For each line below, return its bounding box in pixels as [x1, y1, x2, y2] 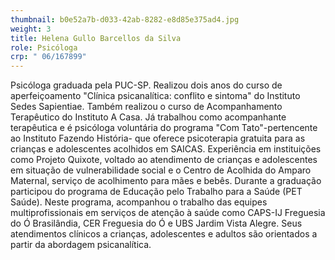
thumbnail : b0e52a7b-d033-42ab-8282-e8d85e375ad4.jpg [10, 14, 240, 25]
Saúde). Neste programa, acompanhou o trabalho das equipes [10, 196, 268, 208]
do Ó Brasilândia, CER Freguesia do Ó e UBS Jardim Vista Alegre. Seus [10, 217, 303, 230]
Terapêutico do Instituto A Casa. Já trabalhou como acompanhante [10, 111, 287, 123]
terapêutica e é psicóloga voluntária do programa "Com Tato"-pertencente [10, 122, 318, 134]
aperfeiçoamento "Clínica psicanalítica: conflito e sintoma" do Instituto [10, 90, 301, 102]
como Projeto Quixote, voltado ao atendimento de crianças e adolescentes [10, 154, 318, 166]
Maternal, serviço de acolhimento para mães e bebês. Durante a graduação [10, 175, 322, 187]
